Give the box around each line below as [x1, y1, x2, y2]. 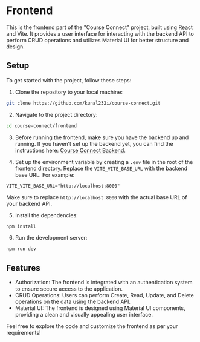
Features [6, 263, 40, 273]
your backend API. [6, 200, 53, 207]
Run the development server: [15, 234, 88, 242]
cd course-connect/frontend [6, 122, 77, 129]
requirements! [6, 329, 41, 337]
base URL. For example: [15, 171, 75, 179]
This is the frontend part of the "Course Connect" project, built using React [6, 24, 193, 31]
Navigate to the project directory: [15, 111, 98, 118]
